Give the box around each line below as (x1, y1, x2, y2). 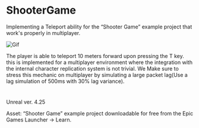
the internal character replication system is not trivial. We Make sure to (6, 65, 179, 72)
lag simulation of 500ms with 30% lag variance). (6, 78, 125, 85)
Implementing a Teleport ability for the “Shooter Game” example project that (6, 23, 192, 30)
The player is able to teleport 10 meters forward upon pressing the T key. (6, 52, 184, 59)
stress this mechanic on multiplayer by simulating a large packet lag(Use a (6, 71, 188, 78)
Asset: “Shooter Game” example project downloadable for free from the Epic (6, 110, 194, 117)
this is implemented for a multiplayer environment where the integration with (6, 59, 193, 66)
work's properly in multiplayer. (6, 29, 81, 36)
